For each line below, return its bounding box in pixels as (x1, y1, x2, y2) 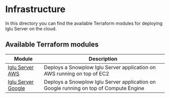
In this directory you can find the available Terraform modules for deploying (5, 20, 163, 26)
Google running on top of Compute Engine (44, 84, 145, 91)
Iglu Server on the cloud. (5, 25, 57, 31)
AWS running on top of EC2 (44, 70, 110, 77)
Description (88, 55, 118, 62)
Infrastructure (5, 4, 66, 15)
